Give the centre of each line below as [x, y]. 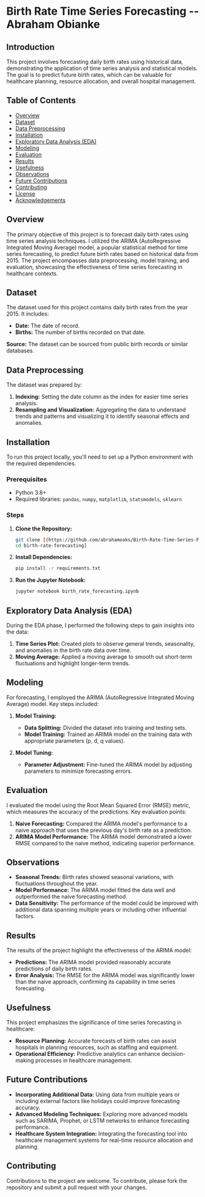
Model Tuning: [34, 753]
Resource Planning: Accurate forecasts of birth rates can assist [96, 1041]
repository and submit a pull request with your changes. [77, 1187]
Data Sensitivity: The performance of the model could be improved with [106, 903]
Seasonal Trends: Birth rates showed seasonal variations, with [94, 877]
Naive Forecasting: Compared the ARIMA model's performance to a [101, 823]
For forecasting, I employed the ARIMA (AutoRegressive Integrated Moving [100, 697]
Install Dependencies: [43, 557]
